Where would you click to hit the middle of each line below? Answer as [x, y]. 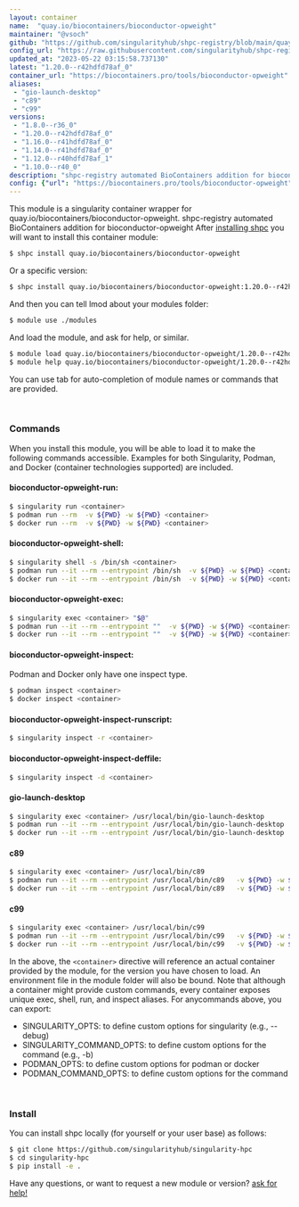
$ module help [36, 362]
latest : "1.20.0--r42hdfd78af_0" [71, 68]
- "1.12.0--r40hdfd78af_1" [63, 158]
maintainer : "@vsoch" [49, 34]
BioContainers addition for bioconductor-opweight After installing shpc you [147, 227]
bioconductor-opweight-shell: [67, 543]
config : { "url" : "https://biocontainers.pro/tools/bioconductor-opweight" [151, 184]
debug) [36, 1035]
